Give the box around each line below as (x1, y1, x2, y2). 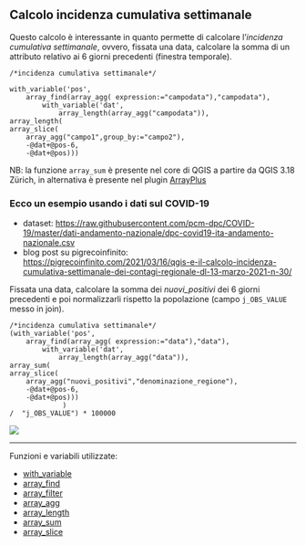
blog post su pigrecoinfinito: (22, 247, 129, 258)
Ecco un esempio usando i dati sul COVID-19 (9, 196, 209, 209)
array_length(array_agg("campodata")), (57, 109, 209, 118)
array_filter (22, 488, 64, 499)
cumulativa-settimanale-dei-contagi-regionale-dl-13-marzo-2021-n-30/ (22, 267, 292, 278)
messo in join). (9, 303, 65, 314)
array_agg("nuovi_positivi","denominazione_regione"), (25, 377, 239, 386)
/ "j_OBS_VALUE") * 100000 (9, 409, 117, 418)
